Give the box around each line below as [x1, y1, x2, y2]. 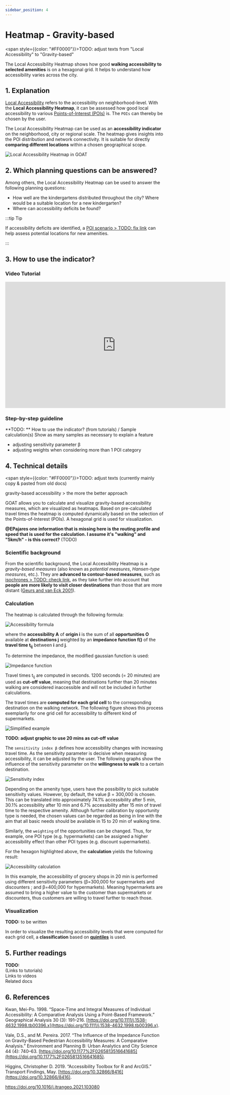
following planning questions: [5, 185, 66, 191]
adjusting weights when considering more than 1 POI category [12, 447, 141, 453]
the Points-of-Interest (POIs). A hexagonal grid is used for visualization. [5, 516, 154, 522]
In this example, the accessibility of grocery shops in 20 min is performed [5, 873, 158, 879]
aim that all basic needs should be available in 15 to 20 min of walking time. [5, 818, 161, 824]
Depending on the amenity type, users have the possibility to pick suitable [5, 786, 159, 792]
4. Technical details [5, 462, 68, 470]
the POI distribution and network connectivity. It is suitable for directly [5, 136, 150, 142]
